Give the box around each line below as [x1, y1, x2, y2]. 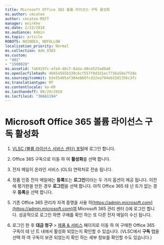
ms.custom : [5, 52, 27, 58]
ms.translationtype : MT [5, 80, 54, 85]
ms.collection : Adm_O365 [5, 48, 56, 53]
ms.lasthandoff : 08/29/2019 [5, 89, 63, 94]
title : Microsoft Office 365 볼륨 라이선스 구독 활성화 [5, 7, 110, 12]
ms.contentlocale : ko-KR [5, 84, 56, 90]
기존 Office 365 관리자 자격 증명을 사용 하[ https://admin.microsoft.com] [12, 199, 153, 206]
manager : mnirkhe [5, 21, 41, 26]
